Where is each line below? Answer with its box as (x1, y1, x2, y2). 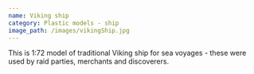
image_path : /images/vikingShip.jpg (8, 26, 130, 34)
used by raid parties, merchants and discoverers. (8, 56, 170, 66)
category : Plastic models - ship (8, 19, 119, 27)
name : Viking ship (8, 11, 69, 20)
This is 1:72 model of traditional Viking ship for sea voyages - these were (8, 49, 247, 58)
